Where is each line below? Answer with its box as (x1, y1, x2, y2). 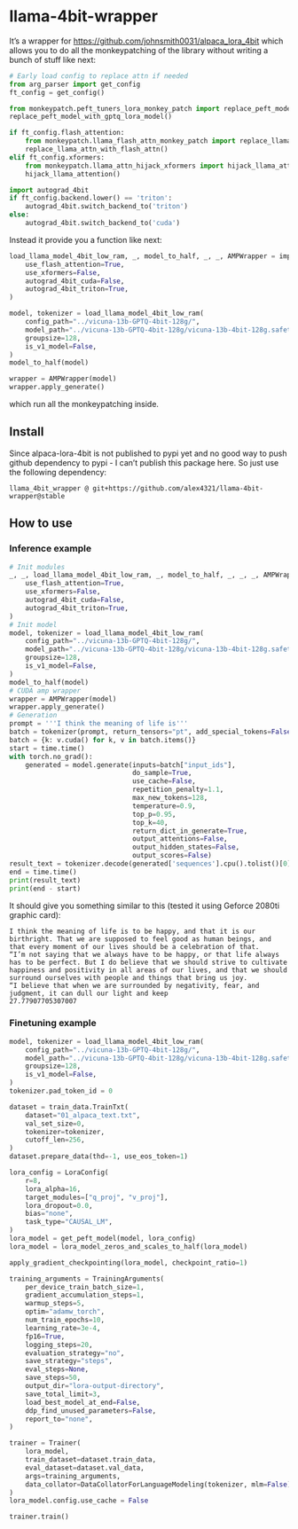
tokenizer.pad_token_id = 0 (9, 1086, 114, 1096)
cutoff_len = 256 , (25, 1135, 86, 1145)
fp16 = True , (25, 1332, 66, 1341)
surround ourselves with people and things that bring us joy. (9, 973, 248, 982)
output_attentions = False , (131, 835, 228, 843)
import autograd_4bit (9, 185, 90, 194)
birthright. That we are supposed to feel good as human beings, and (9, 934, 272, 944)
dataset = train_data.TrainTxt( (9, 1102, 129, 1111)
